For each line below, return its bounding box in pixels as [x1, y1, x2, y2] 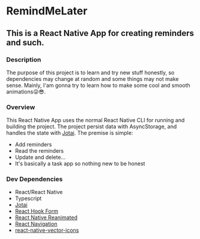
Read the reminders [14, 147, 64, 155]
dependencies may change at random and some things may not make [6, 75, 179, 82]
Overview [6, 103, 35, 111]
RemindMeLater [6, 4, 88, 18]
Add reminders [14, 141, 52, 148]
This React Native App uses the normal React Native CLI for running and [6, 117, 185, 124]
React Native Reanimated [14, 214, 78, 221]
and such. [6, 37, 44, 47]
